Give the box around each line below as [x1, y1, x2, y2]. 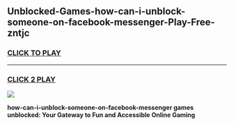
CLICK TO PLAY [7, 48, 61, 58]
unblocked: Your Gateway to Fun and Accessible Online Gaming [7, 111, 196, 119]
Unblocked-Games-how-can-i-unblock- [7, 6, 186, 17]
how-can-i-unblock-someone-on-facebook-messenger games [7, 103, 194, 111]
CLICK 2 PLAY [7, 74, 56, 84]
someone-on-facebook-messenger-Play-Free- [7, 17, 215, 29]
